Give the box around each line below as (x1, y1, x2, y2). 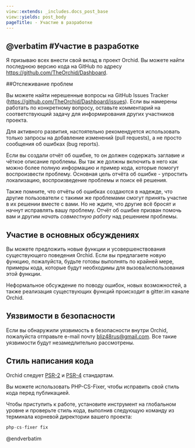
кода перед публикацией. (6, 389, 70, 396)
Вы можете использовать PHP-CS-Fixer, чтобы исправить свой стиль (6, 383, 179, 390)
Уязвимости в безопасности (6, 311, 116, 321)
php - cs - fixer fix (6, 424, 48, 430)
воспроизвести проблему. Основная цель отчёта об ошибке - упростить (6, 170, 188, 177)
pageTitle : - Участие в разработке (6, 19, 93, 25)
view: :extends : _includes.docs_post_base (6, 8, 109, 15)
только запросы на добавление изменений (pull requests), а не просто (6, 134, 182, 141)
